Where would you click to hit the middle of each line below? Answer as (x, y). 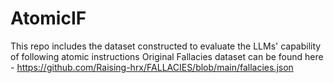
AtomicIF (48, 18)
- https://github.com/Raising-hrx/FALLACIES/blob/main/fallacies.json (152, 67)
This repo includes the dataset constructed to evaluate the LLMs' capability (166, 46)
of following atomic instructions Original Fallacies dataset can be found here (167, 56)
